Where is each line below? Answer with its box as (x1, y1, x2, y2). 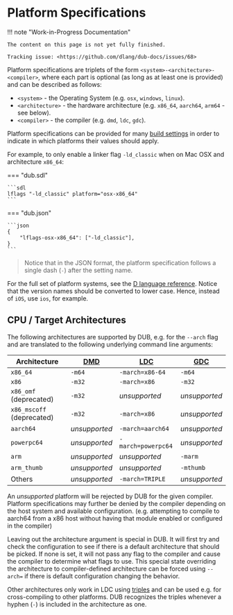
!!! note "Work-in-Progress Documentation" (7, 28, 131, 36)
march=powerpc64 (119, 442, 173, 450)
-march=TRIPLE (119, 475, 166, 483)
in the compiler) (7, 521, 53, 530)
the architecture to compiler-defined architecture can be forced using (7, 564, 206, 573)
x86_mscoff (10, 405, 46, 414)
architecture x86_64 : (7, 158, 64, 166)
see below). (17, 108, 51, 117)
